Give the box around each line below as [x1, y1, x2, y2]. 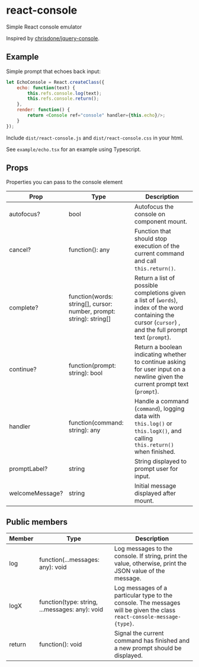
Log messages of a [114, 584, 168, 592]
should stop [134, 235, 168, 243]
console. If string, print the [114, 552, 188, 560]
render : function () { [17, 107, 70, 113]
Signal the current [114, 629, 164, 637]
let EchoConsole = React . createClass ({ [6, 79, 105, 85]
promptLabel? [9, 464, 48, 473]
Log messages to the [114, 545, 173, 553]
